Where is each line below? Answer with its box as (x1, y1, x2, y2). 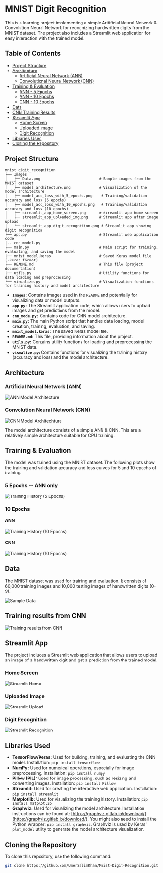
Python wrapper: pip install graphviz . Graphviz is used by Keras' (12, 821, 147, 827)
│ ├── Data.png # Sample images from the (5, 176, 152, 181)
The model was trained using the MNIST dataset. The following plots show (5, 459, 155, 466)
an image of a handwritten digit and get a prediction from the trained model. (5, 657, 158, 663)
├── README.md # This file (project (5, 262, 143, 267)
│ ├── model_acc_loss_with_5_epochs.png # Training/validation (5, 193, 147, 198)
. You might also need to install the (87, 816, 157, 822)
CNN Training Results (12, 109, 56, 115)
